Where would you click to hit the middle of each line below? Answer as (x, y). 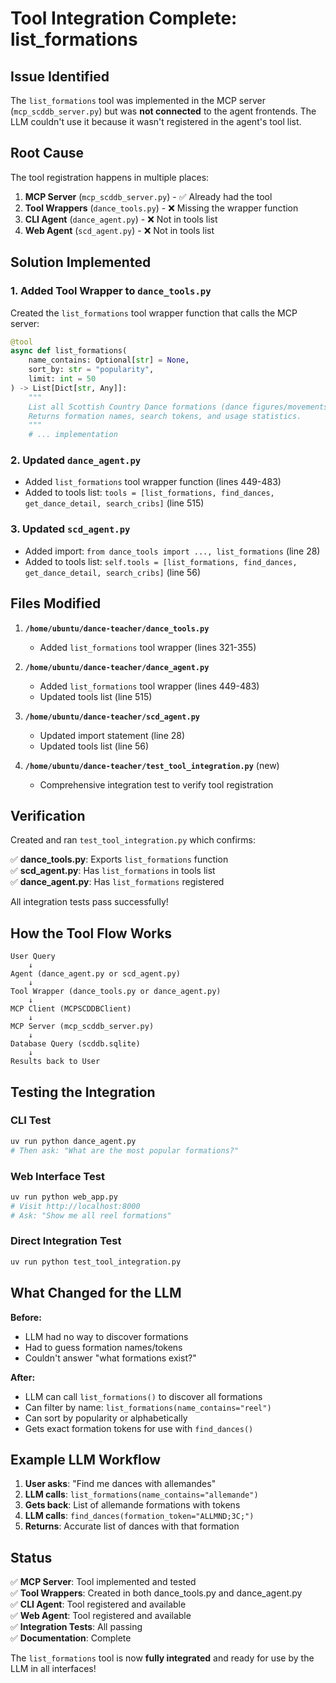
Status (31, 1557)
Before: (26, 1317)
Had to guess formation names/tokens (103, 1347)
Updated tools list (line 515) (96, 696)
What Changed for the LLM (96, 1293)
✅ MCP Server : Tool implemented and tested (103, 1582)
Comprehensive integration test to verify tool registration (156, 784)
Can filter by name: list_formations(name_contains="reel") (148, 1407)
